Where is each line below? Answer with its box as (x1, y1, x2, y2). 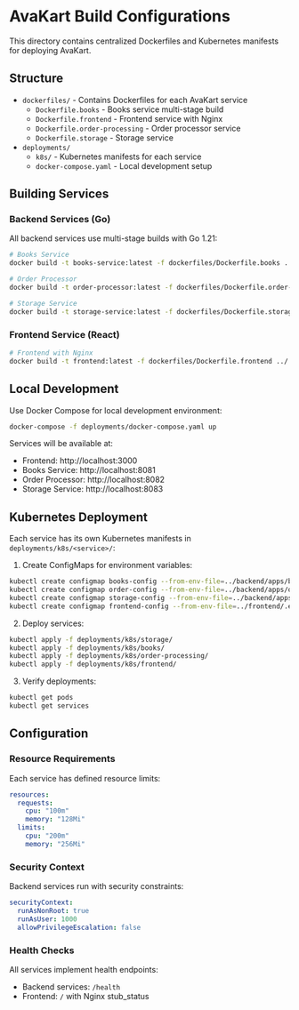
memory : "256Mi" (25, 839, 86, 848)
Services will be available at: (9, 438, 114, 449)
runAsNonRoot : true (17, 906, 90, 915)
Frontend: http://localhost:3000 (21, 455, 138, 466)
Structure (9, 71, 64, 86)
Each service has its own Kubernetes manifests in (9, 533, 191, 544)
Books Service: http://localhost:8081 (21, 465, 156, 476)
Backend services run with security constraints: (9, 881, 184, 892)
